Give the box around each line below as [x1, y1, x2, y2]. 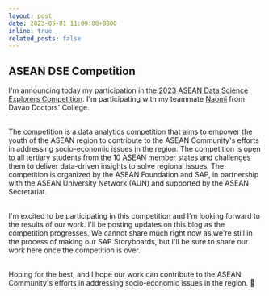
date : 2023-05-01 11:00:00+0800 [8, 19, 117, 27]
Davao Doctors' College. [8, 102, 90, 113]
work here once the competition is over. [8, 245, 141, 255]
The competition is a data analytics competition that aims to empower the [8, 127, 253, 137]
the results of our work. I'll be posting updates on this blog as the [8, 219, 225, 230]
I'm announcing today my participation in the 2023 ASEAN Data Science [8, 85, 249, 95]
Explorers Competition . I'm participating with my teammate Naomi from [8, 94, 245, 104]
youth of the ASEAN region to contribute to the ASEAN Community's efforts [8, 135, 260, 145]
